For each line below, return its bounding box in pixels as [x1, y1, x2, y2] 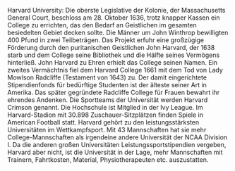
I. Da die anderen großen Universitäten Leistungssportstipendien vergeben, [7, 141, 227, 148]
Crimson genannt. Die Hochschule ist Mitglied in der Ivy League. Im [7, 103, 203, 111]
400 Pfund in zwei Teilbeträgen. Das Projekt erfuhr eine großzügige [7, 36, 205, 44]
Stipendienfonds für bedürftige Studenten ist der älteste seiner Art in [7, 81, 207, 89]
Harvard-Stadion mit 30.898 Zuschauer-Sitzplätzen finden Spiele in [7, 110, 203, 119]
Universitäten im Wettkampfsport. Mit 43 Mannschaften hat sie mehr [7, 126, 207, 134]
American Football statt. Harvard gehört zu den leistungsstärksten [7, 118, 200, 126]
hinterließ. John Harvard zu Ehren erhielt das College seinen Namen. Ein [7, 58, 217, 66]
